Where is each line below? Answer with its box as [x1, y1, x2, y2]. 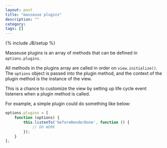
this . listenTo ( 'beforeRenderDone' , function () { [23, 120, 130, 125]
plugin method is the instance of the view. [5, 76, 92, 82]
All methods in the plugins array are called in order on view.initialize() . [5, 65, 158, 71]
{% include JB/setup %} [5, 40, 55, 46]
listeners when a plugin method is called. [5, 91, 90, 97]
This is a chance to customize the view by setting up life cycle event [5, 85, 147, 91]
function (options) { [14, 115, 60, 120]
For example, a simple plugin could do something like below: [5, 101, 131, 107]
